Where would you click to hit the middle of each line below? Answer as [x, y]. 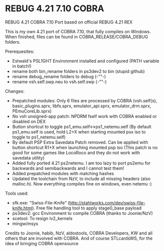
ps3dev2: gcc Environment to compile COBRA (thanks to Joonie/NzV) [82, 213]
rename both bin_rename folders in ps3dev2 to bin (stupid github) [79, 71]
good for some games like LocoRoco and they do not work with [76, 153]
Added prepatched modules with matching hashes [63, 173]
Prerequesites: [20, 51]
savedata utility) [28, 158]
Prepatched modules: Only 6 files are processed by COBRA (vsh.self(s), [85, 100]
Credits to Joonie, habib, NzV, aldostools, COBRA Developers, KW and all [79, 233]
